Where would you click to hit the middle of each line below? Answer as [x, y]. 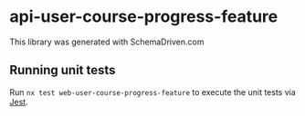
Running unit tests [63, 70]
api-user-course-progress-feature [144, 17]
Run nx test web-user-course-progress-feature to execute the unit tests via [153, 92]
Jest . [19, 101]
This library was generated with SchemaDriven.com [107, 42]
